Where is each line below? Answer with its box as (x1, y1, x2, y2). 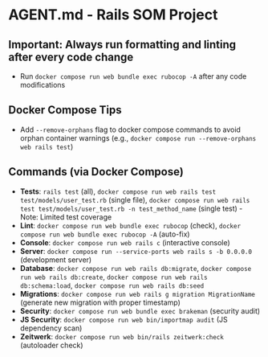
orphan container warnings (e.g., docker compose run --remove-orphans (19, 133, 257, 142)
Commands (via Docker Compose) (8, 165, 185, 178)
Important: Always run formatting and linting (8, 38, 237, 51)
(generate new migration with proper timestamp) (19, 297, 181, 307)
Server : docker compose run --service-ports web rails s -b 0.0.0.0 (19, 246, 253, 256)
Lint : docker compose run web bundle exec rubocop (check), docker (19, 220, 242, 230)
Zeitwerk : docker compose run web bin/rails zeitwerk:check (19, 331, 225, 341)
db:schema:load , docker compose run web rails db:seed (19, 280, 205, 290)
